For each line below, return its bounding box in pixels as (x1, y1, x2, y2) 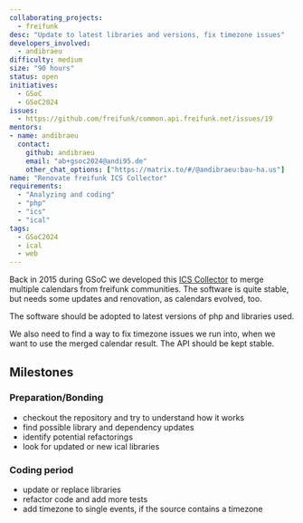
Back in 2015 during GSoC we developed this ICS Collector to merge (9, 274, 264, 286)
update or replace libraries (22, 484, 122, 495)
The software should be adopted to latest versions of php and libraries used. (9, 311, 295, 322)
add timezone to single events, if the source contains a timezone (22, 504, 264, 515)
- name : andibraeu (9, 131, 79, 140)
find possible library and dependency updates (22, 421, 194, 432)
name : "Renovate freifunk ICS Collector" (9, 173, 168, 182)
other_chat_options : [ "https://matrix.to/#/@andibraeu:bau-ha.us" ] (25, 165, 285, 174)
